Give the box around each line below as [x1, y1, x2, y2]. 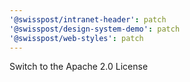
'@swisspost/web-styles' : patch [9, 33, 144, 43]
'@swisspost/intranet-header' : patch [9, 14, 167, 25]
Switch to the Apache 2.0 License [9, 61, 149, 73]
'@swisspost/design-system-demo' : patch [9, 24, 181, 34]
